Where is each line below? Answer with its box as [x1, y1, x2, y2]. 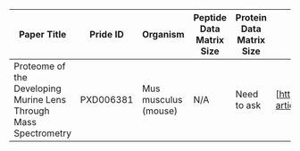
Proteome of [13, 60, 66, 72]
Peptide [193, 12, 228, 23]
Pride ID [88, 29, 125, 40]
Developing [13, 82, 62, 95]
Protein [235, 12, 268, 23]
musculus [141, 94, 183, 105]
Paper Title [19, 29, 67, 40]
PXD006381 [79, 94, 134, 105]
